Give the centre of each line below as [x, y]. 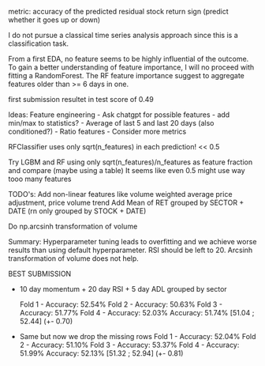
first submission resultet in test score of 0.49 [81, 99]
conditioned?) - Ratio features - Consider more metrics [97, 131]
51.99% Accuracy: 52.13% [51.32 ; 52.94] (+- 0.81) [101, 353]
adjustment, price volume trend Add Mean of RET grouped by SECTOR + [126, 202]
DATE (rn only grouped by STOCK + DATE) [77, 211]
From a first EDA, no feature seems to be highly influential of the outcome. [129, 59]
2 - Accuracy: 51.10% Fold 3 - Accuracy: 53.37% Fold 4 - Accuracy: [129, 345]
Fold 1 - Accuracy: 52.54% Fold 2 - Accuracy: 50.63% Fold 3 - [121, 304]
